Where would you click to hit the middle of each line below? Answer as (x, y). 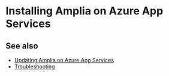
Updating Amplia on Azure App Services (64, 60)
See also (22, 46)
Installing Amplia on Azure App (84, 11)
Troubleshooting (34, 66)
